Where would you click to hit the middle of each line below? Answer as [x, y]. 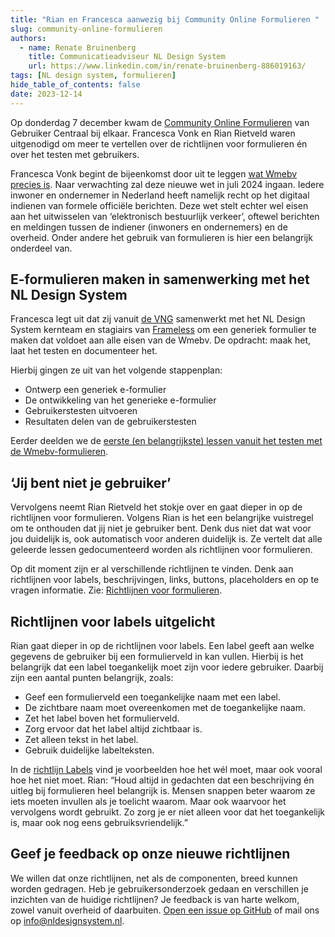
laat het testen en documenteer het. [84, 351]
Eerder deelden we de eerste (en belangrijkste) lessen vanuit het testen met [166, 441]
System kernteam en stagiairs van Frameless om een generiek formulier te [163, 330]
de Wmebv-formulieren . [59, 452]
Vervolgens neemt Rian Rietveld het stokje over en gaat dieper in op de [156, 507]
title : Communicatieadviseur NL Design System [127, 57]
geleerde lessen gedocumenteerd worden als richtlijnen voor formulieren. [161, 550]
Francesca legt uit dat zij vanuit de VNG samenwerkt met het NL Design [158, 319]
